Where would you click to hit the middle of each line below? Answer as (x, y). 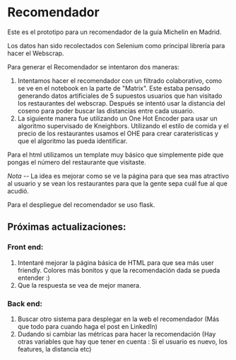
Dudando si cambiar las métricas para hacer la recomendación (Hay (117, 334)
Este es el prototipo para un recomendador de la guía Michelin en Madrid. (114, 32)
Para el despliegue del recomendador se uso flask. (81, 204)
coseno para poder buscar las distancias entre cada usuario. (106, 111)
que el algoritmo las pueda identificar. (72, 141)
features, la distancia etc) (54, 349)
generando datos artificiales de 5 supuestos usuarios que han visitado (120, 96)
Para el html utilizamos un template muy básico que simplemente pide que (116, 154)
